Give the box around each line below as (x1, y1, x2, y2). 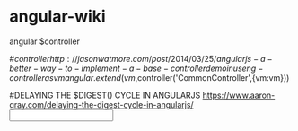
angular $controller (9, 36, 81, 47)
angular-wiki (9, 6, 106, 27)
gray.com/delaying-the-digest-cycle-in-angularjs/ (9, 99, 195, 109)
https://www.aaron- (202, 90, 276, 100)
